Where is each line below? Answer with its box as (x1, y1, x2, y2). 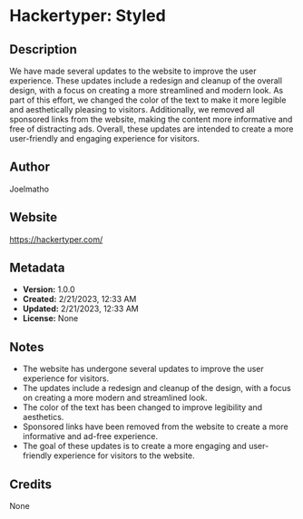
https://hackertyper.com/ (9, 233, 103, 245)
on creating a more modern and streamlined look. (22, 392, 208, 404)
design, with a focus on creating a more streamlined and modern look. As (9, 85, 284, 95)
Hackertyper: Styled (9, 5, 166, 26)
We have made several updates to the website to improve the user (9, 65, 257, 76)
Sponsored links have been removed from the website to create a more (22, 421, 288, 432)
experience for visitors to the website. (54, 450, 195, 461)
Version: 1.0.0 (22, 284, 75, 295)
